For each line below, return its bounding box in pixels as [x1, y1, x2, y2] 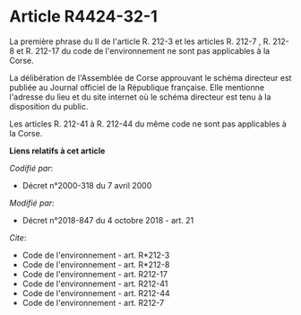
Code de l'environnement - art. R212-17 [21, 268, 168, 279]
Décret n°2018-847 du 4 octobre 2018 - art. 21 [21, 214, 194, 225]
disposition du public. [9, 101, 89, 111]
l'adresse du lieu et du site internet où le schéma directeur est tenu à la [9, 92, 271, 102]
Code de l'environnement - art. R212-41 [21, 278, 168, 289]
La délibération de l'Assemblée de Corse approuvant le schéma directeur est [9, 72, 292, 83]
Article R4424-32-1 [9, 6, 159, 27]
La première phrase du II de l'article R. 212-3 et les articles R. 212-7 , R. [9, 36, 271, 47]
